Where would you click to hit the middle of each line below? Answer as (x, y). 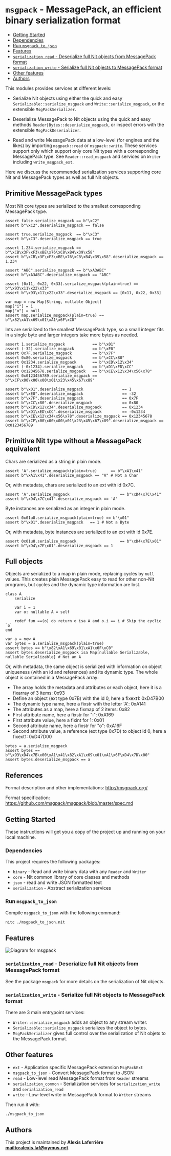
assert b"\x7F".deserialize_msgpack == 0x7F (72, 398)
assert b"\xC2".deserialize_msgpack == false (55, 225)
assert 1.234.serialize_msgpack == (43, 248)
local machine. (21, 837)
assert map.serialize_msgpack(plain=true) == (55, 315)
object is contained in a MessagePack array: (52, 678)
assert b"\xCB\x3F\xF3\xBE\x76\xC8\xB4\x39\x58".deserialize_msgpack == (84, 257)
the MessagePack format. (40, 1038)
